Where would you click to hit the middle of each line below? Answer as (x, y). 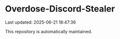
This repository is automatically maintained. (49, 31)
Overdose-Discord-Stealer (60, 9)
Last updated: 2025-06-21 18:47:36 (41, 22)
